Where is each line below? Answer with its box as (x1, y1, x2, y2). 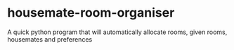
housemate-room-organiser (7, 5, 175, 21)
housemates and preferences (7, 35, 93, 43)
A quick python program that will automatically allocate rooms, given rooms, (7, 28, 228, 36)
